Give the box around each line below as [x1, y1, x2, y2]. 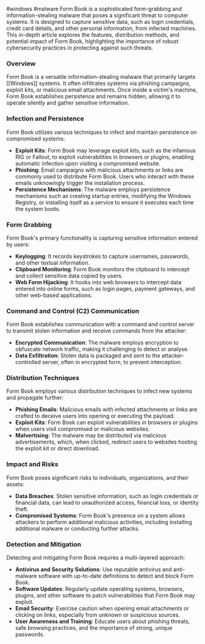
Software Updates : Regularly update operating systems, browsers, [15, 585, 184, 593]
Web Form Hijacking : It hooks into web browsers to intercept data [15, 278, 182, 286]
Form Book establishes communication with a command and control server [6, 321, 195, 328]
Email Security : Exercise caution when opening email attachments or [15, 605, 189, 612]
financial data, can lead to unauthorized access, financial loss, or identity [15, 499, 199, 506]
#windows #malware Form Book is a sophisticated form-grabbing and [6, 5, 182, 12]
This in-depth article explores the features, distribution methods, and [6, 31, 180, 38]
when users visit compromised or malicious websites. [15, 425, 150, 433]
